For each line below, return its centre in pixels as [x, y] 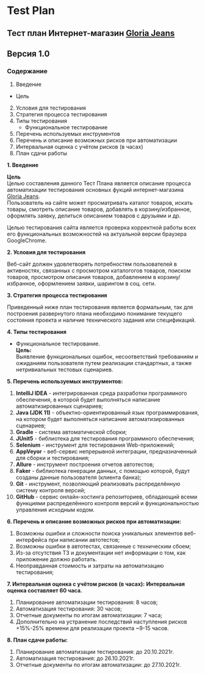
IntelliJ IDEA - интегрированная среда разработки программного [101, 393]
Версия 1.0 [28, 53]
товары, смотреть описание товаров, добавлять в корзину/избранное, [99, 209]
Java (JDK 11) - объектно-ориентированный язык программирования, [107, 413]
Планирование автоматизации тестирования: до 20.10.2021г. [95, 652]
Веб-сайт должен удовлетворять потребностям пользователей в [92, 264]
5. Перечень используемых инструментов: [65, 381]
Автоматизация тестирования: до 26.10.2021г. [75, 658]
